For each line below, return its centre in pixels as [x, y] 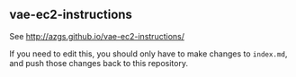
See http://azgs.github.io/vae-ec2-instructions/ [97, 36]
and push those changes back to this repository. [99, 63]
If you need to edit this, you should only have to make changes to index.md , [148, 54]
